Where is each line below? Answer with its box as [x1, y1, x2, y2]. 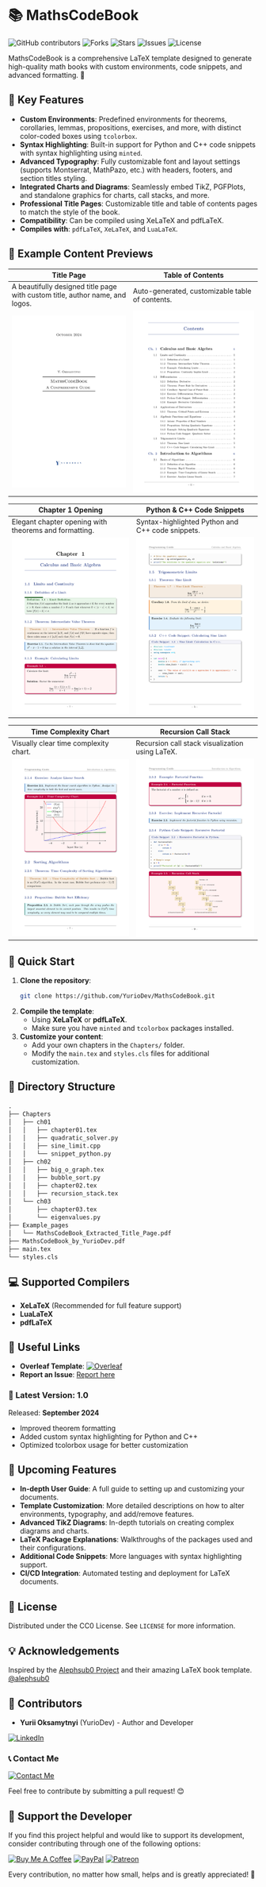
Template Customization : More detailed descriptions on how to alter [19, 1501, 245, 1511]
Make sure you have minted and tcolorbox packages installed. [31, 1023, 234, 1032]
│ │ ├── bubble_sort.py [8, 1173, 101, 1182]
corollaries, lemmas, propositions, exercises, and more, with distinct [19, 122, 241, 132]
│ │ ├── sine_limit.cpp [8, 1141, 101, 1150]
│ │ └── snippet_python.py [8, 1149, 112, 1158]
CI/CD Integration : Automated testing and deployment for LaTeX [19, 1569, 230, 1578]
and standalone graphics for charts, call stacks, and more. [19, 190, 210, 199]
